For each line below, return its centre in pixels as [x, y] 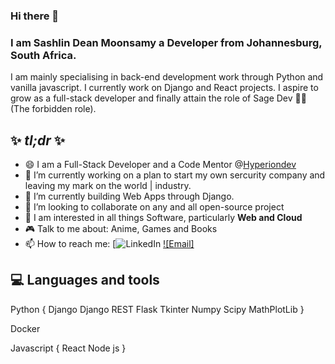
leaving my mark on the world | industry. [108, 186]
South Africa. [43, 55]
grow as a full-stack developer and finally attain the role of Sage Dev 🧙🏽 [158, 98]
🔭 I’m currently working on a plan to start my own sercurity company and [175, 175]
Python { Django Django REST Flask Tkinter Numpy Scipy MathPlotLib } [157, 309]
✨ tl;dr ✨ [37, 140]
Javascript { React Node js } [68, 348]
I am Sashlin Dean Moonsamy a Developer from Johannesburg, [166, 42]
